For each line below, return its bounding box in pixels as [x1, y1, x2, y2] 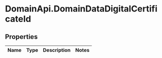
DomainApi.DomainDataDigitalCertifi [5, 3, 158, 14]
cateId [5, 13, 32, 24]
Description [43, 47, 71, 53]
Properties [5, 33, 38, 41]
